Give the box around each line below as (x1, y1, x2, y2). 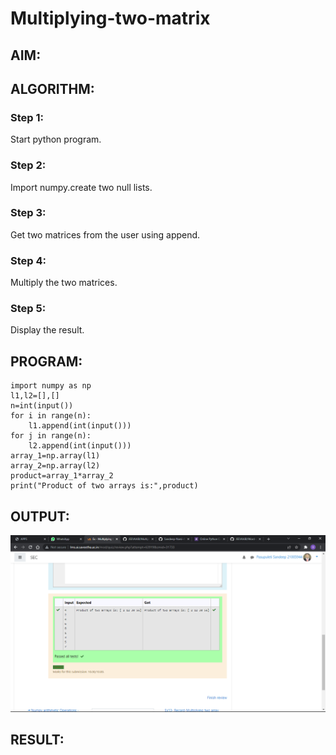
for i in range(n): (10, 411, 92, 421)
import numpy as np (10, 381, 92, 391)
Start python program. (10, 133, 102, 146)
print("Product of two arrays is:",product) (10, 481, 199, 491)
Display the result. (10, 324, 85, 336)
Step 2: (10, 158, 47, 172)
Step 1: (10, 110, 44, 124)
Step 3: (10, 206, 47, 220)
